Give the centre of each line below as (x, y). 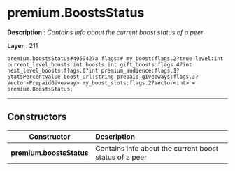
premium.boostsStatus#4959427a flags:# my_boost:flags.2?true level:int (115, 58)
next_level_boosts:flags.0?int (53, 70)
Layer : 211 (23, 45)
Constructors (37, 117)
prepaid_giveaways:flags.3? (157, 77)
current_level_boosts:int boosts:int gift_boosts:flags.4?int (100, 64)
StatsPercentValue (34, 77)
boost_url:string (88, 77)
